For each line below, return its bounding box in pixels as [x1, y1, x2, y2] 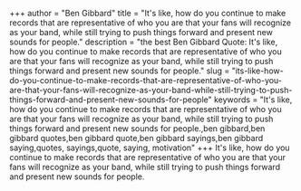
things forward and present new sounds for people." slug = [9, 65, 230, 76]
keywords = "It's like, [213, 94, 293, 105]
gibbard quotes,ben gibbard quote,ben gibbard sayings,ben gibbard [9, 133, 264, 143]
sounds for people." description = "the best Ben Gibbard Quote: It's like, [9, 36, 278, 47]
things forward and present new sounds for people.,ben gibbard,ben [9, 123, 266, 134]
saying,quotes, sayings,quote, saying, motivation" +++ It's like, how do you [9, 142, 290, 153]
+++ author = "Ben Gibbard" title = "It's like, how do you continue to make [9, 8, 286, 18]
